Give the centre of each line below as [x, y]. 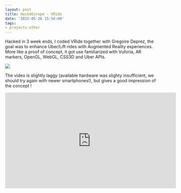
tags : [10, 23]
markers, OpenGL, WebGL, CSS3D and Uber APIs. [55, 57]
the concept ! [18, 86]
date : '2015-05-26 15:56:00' [35, 18]
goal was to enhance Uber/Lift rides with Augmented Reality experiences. [79, 47]
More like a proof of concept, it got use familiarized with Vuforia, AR [73, 52]
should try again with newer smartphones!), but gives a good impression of [80, 81]
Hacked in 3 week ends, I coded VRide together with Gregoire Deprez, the [80, 41]
